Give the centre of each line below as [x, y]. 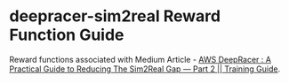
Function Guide [67, 35]
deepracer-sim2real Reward [115, 16]
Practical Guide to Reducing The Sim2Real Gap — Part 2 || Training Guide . [145, 69]
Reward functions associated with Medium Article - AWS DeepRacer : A [140, 59]
